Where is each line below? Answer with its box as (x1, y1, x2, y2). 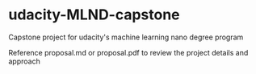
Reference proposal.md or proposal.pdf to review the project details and (8, 47, 249, 57)
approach (8, 56, 40, 66)
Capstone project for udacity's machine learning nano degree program (8, 32, 244, 42)
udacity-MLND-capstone (8, 6, 180, 24)
